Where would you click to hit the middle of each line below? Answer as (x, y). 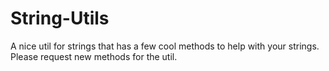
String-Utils (60, 18)
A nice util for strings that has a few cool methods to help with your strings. (165, 46)
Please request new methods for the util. (94, 56)
